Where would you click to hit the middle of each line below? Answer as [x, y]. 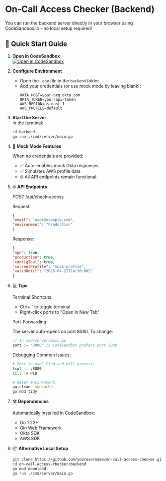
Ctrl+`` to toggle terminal [45, 307]
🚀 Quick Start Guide [36, 44]
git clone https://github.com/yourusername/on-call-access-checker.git [88, 460]
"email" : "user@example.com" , [44, 220]
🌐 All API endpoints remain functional [58, 177]
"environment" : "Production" [42, 225]
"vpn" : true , [26, 252]
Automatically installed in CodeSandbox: [54, 413]
